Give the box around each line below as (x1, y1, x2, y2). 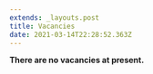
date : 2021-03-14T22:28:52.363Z (9, 30, 132, 39)
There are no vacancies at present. (9, 55, 145, 66)
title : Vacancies (9, 22, 76, 31)
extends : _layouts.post (9, 13, 100, 23)
